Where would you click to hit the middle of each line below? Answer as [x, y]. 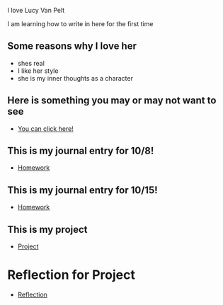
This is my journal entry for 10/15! [82, 190]
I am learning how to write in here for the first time [80, 24]
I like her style [38, 71]
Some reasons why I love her [72, 46]
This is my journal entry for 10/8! [81, 151]
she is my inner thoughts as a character [75, 78]
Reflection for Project [72, 275]
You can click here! [46, 128]
